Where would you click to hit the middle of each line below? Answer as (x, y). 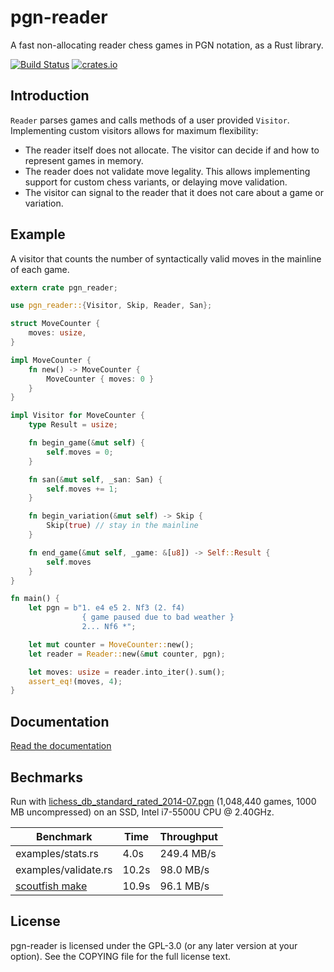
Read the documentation (61, 746)
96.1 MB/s (184, 886)
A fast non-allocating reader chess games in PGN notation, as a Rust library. (167, 45)
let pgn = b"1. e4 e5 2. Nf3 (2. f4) (107, 608)
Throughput (188, 836)
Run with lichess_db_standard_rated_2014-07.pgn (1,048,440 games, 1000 (163, 801)
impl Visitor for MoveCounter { (77, 416)
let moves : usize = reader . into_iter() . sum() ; (127, 672)
